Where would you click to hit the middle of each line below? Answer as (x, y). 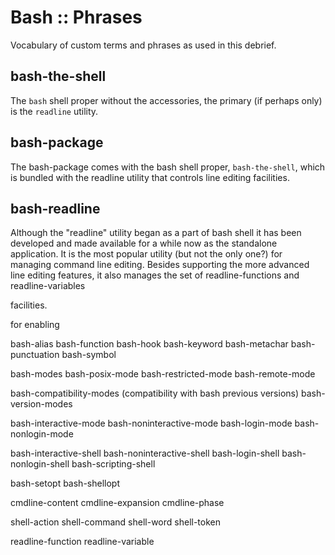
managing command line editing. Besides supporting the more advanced (160, 265)
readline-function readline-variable (82, 542)
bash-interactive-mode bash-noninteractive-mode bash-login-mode (151, 423)
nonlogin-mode (42, 434)
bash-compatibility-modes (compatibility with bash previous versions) (155, 393)
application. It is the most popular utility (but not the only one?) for (146, 254)
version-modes (41, 404)
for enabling (35, 325)
